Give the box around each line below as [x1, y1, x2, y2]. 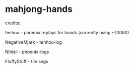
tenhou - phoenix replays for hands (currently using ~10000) [5, 29, 129, 35]
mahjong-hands [5, 3, 73, 15]
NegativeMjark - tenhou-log [5, 39, 62, 45]
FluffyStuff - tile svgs [5, 58, 49, 64]
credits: [5, 20, 21, 26]
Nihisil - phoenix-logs [5, 49, 49, 55]
